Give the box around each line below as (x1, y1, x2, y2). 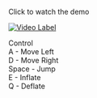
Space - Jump (8, 64, 57, 74)
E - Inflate (8, 73, 41, 82)
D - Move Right (8, 56, 59, 65)
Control (8, 38, 34, 48)
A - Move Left (8, 47, 54, 56)
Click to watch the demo (8, 7, 90, 16)
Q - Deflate (8, 81, 46, 91)
